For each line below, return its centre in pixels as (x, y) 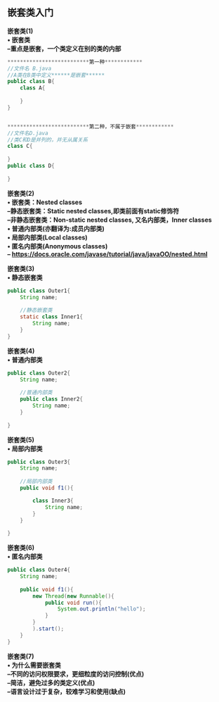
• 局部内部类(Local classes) (47, 237)
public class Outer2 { (39, 373)
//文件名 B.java (29, 68)
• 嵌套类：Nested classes (45, 202)
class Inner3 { (53, 501)
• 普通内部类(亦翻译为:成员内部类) (56, 228)
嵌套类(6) (21, 548)
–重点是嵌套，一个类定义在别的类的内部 (64, 49)
